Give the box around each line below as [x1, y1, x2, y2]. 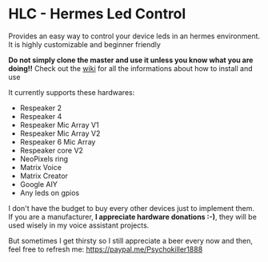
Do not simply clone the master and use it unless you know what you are [8, 55, 254, 65]
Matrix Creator [19, 171, 68, 181]
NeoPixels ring [19, 153, 69, 164]
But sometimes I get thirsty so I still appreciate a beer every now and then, [8, 236, 254, 245]
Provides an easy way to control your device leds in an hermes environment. [8, 31, 261, 41]
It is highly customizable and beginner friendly [8, 39, 162, 49]
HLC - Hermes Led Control [8, 5, 186, 23]
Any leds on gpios [19, 188, 80, 197]
